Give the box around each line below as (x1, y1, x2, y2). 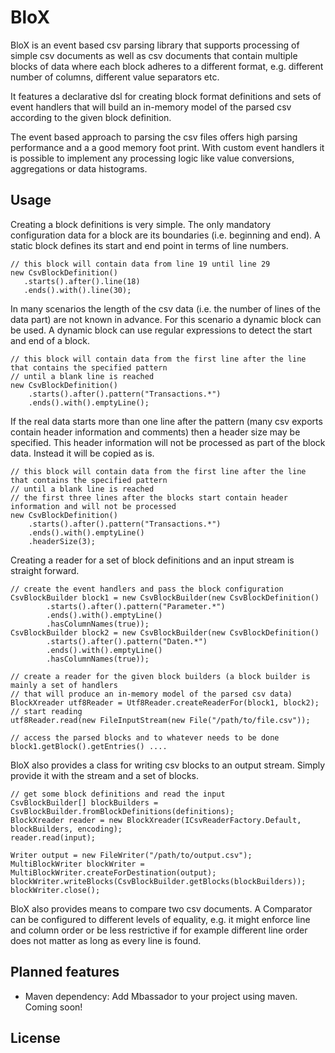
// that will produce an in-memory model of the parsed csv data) (10, 689, 293, 699)
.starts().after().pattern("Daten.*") (46, 636, 208, 646)
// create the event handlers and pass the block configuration (10, 584, 284, 594)
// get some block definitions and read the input (10, 789, 226, 799)
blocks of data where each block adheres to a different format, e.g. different (10, 60, 324, 72)
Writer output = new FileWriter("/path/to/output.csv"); (10, 850, 253, 860)
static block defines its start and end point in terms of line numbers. (10, 239, 289, 251)
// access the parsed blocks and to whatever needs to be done (10, 732, 280, 743)
